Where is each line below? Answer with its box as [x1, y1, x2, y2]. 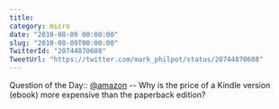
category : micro [9, 22, 70, 31]
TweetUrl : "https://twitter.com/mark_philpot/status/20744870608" [9, 55, 264, 64]
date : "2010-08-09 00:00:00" [9, 30, 119, 39]
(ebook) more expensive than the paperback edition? [9, 89, 206, 100]
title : [9, 13, 34, 23]
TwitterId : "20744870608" [9, 47, 106, 56]
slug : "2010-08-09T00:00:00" [9, 38, 119, 48]
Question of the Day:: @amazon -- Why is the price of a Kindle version [9, 80, 271, 90]
